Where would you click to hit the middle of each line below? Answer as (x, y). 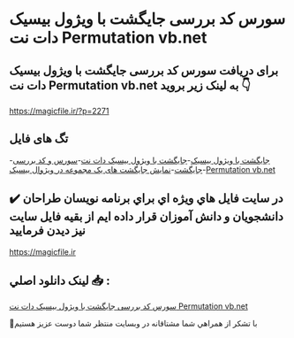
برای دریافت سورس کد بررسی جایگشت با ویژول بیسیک (144, 70)
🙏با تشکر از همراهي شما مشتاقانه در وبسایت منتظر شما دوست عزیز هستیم (133, 324)
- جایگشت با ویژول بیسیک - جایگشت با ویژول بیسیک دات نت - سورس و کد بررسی (140, 160)
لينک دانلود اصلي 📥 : (60, 281)
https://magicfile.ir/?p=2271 (59, 111)
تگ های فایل (39, 138)
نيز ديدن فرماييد (47, 230)
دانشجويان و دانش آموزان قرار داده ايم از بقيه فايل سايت (147, 217)
